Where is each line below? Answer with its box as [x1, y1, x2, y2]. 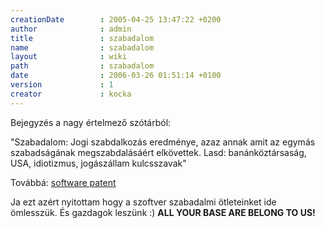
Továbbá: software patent [10, 176, 117, 188]
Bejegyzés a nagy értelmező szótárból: [10, 116, 172, 128]
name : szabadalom [10, 42, 155, 53]
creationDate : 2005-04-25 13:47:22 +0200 [10, 14, 222, 25]
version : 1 [10, 80, 114, 90]
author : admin [10, 24, 132, 34]
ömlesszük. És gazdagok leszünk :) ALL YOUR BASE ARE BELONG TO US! [10, 206, 316, 218]
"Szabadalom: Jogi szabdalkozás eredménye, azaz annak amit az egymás [10, 136, 316, 148]
